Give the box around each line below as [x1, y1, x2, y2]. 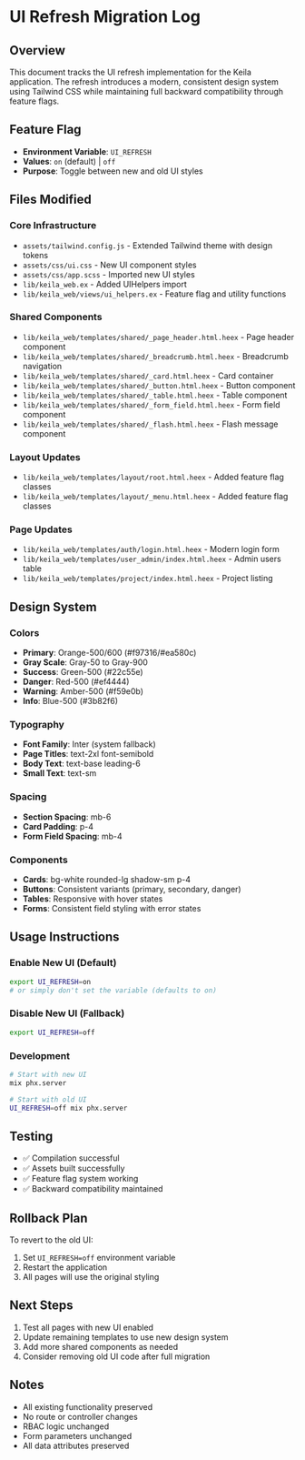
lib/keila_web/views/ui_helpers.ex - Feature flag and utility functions [22, 288, 287, 299]
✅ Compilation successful [22, 1153, 120, 1163]
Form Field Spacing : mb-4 [22, 831, 123, 841]
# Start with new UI [9, 1070, 88, 1079]
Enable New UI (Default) [9, 957, 117, 970]
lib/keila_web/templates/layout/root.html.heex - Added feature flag [22, 471, 284, 483]
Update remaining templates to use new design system [22, 1331, 229, 1343]
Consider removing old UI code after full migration [22, 1351, 211, 1362]
